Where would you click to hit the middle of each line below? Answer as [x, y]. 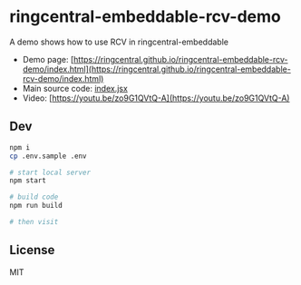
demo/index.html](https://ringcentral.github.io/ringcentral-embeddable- [157, 69]
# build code [34, 197]
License [32, 250]
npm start [28, 181]
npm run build [36, 206]
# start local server [50, 172]
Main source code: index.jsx [75, 88]
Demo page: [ [48, 59]
